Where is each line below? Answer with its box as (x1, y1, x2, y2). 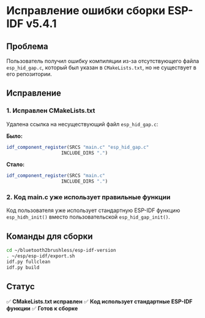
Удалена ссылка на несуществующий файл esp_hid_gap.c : (6, 120, 158, 127)
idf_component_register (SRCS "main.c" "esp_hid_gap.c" (6, 144, 149, 150)
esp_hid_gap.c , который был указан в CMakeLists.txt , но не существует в (6, 64, 197, 71)
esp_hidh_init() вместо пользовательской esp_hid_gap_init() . (6, 213, 170, 221)
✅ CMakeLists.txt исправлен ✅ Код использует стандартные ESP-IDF (6, 298, 193, 305)
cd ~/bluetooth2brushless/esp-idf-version (6, 248, 116, 254)
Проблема (6, 41, 49, 51)
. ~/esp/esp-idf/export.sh (6, 253, 75, 259)
